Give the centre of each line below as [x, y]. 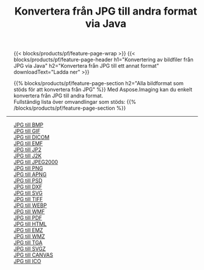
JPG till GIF [27, 131]
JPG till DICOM [32, 137]
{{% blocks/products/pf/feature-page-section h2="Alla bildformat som [99, 83]
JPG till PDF [28, 218]
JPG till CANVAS [33, 255]
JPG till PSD [28, 181]
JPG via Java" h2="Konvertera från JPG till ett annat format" [87, 66]
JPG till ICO [27, 261]
